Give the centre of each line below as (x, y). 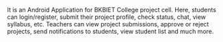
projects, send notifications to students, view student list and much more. (110, 31)
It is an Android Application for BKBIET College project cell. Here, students (112, 10)
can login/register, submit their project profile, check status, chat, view (107, 17)
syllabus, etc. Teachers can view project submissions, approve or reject (108, 24)
